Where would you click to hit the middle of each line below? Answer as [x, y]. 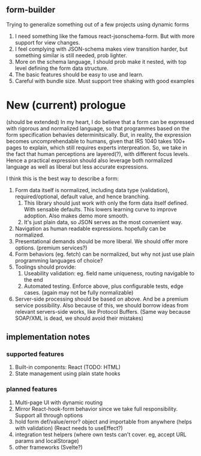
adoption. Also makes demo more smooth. [76, 216]
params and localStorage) [47, 441]
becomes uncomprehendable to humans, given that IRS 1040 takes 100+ [96, 141]
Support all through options [49, 415]
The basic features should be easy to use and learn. [79, 74]
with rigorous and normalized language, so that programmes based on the [98, 128]
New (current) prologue [66, 105]
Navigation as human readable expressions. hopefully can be [90, 228]
